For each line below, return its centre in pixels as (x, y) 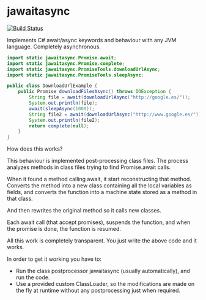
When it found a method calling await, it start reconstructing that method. (99, 179)
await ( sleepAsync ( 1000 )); (62, 108)
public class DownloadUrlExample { (52, 86)
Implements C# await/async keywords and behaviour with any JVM (92, 40)
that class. (20, 199)
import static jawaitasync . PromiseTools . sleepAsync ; (75, 75)
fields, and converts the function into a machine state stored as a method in (102, 192)
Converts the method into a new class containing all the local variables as (99, 186)
